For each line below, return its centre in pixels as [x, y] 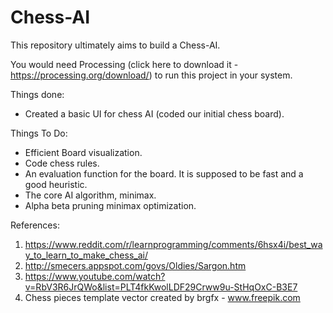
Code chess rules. [62, 163]
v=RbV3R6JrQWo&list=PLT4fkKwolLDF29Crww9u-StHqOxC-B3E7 [161, 287]
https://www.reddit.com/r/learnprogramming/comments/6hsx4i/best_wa [173, 244]
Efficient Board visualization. [83, 152]
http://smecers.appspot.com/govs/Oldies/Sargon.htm [135, 265]
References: [35, 225]
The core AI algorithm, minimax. [90, 195]
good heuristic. [56, 184]
